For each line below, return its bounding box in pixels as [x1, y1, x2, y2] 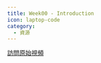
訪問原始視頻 [7, 49, 44, 57]
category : [7, 23, 36, 29]
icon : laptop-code [7, 16, 60, 23]
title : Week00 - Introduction [7, 10, 95, 17]
